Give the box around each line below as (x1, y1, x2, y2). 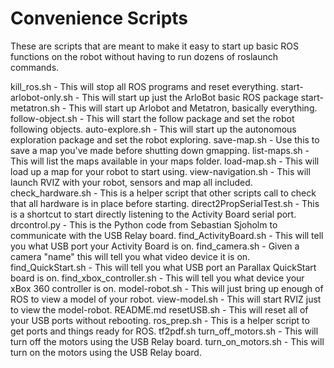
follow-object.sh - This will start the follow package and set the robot (10, 112, 295, 124)
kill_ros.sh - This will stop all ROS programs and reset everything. (10, 80, 279, 92)
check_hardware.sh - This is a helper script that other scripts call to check (10, 187, 317, 199)
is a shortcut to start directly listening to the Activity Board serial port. (10, 208, 297, 220)
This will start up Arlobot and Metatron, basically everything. (68, 102, 318, 114)
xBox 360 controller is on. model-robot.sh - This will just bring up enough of (10, 282, 324, 294)
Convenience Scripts (10, 7, 189, 30)
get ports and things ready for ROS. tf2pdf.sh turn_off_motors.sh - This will (10, 325, 319, 337)
